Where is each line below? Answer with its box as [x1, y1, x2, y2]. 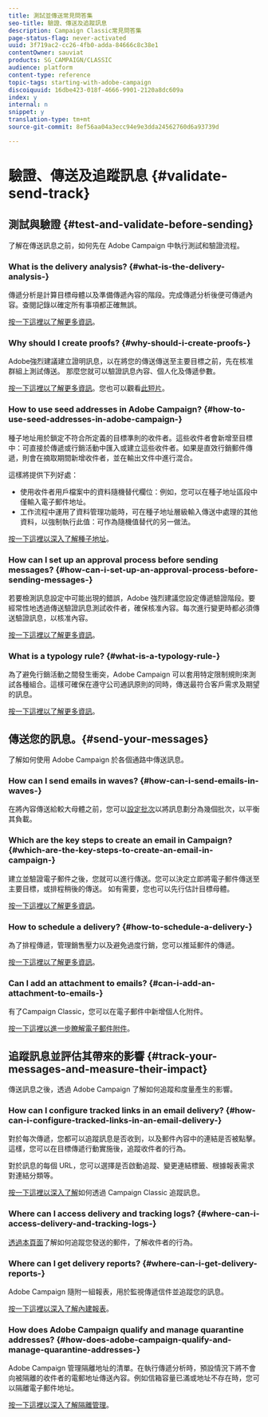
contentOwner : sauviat [8, 49, 84, 57]
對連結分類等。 [8, 1170, 57, 1181]
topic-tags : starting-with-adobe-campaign [8, 78, 152, 86]
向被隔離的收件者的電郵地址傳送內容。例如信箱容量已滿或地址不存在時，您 [8, 1373, 253, 1383]
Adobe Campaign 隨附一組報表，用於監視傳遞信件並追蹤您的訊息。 [8, 1286, 229, 1297]
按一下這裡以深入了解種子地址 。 [8, 534, 113, 543]
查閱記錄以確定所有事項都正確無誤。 [22, 300, 141, 310]
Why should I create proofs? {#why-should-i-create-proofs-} [8, 337, 251, 348]
